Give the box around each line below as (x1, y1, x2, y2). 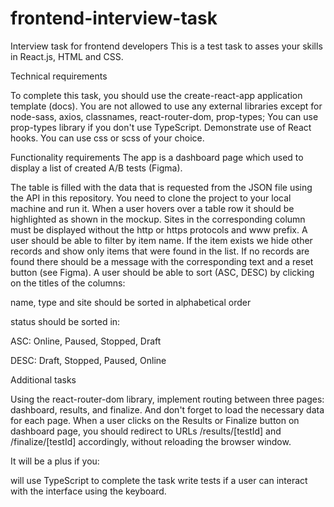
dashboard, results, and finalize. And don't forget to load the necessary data (10, 403, 325, 416)
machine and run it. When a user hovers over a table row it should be (10, 202, 295, 214)
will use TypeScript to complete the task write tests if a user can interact (10, 474, 308, 486)
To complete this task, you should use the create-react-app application (10, 89, 303, 101)
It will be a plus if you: (10, 455, 100, 467)
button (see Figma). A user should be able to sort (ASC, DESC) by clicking (10, 266, 315, 278)
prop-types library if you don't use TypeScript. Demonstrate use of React (10, 121, 312, 133)
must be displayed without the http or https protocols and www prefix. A (10, 223, 308, 236)
